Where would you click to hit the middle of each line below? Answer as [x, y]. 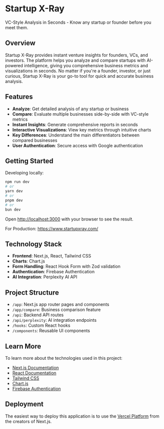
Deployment [24, 404]
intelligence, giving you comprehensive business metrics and [86, 65]
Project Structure [32, 292]
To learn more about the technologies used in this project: [64, 358]
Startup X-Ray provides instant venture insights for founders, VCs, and [77, 55]
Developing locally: [24, 173]
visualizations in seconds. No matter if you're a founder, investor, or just [78, 71]
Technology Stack [33, 244]
